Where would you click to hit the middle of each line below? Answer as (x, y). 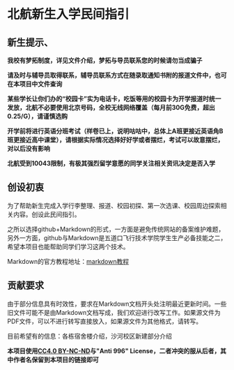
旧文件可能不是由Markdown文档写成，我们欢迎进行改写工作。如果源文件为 (114, 312)
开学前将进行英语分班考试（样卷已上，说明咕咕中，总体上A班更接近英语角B (115, 131)
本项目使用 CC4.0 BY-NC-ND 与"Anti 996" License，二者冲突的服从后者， (114, 350)
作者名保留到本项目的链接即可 (56, 360)
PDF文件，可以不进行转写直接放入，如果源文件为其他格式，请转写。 (105, 321)
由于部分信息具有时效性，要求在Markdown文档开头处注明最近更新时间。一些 (117, 304)
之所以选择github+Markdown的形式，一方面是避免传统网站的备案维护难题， (116, 229)
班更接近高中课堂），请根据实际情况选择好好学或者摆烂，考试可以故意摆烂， (116, 140)
